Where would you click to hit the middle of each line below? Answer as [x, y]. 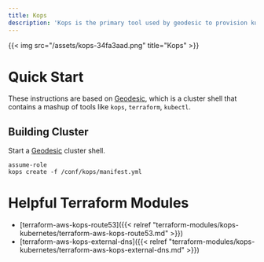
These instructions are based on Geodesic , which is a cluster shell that [123, 98]
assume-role [27, 165]
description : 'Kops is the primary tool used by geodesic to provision [128, 23]
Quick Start [46, 77]
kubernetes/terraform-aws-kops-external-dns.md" [102, 250]
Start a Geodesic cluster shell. [57, 151]
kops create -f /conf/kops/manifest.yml [75, 172]
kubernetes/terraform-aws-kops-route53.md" [94, 234]
